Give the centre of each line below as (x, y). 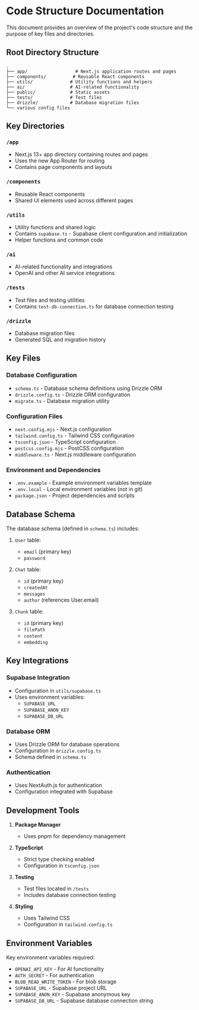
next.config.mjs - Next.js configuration (63, 429)
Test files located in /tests (56, 889)
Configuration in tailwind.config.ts (68, 924)
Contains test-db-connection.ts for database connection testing (94, 306)
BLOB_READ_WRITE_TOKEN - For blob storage (66, 981)
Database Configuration (42, 375)
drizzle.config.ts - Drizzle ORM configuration (72, 395)
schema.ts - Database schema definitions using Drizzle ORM (88, 388)
